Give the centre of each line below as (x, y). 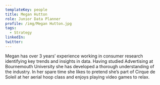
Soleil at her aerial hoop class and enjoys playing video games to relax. (78, 77)
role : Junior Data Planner (33, 19)
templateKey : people (27, 10)
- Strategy (21, 33)
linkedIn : (15, 38)
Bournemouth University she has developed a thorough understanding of (80, 66)
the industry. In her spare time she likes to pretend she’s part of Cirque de (80, 72)
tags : (11, 28)
